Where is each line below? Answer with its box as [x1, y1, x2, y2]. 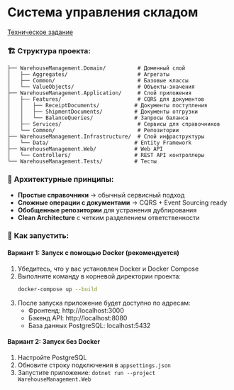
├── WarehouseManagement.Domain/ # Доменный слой [7, 65, 186, 72]
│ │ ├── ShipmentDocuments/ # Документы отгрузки [7, 108, 199, 116]
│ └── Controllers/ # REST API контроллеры [7, 152, 204, 159]
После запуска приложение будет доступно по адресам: [17, 298, 191, 307]
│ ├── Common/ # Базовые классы [7, 77, 189, 85]
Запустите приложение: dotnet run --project [17, 368, 156, 377]
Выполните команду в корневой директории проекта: [17, 271, 181, 281]
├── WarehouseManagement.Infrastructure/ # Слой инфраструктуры [7, 133, 204, 141]
